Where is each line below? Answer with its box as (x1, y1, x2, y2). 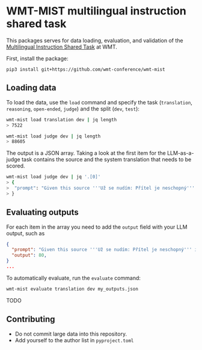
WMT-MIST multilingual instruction (6, 4, 186, 18)
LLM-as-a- (167, 149, 194, 157)
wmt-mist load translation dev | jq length (6, 116, 117, 122)
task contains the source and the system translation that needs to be (21, 156, 192, 163)
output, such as (6, 229, 45, 237)
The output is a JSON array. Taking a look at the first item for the (6, 149, 167, 157)
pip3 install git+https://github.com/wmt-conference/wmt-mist (6, 66, 165, 73)
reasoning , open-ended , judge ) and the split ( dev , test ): (6, 105, 140, 112)
